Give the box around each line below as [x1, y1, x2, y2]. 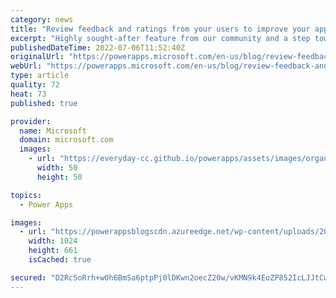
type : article [10, 71, 70, 81]
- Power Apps [19, 199, 74, 210]
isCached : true [28, 255, 92, 265]
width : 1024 [28, 236, 78, 246]
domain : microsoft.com [19, 135, 114, 145]
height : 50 [36, 172, 83, 182]
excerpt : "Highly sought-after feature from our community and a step [10, 33, 311, 43]
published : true [10, 98, 78, 108]
